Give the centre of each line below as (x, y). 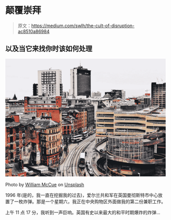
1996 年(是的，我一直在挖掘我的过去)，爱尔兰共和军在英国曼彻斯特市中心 (82, 195)
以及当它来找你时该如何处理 (49, 49)
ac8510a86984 (34, 31)
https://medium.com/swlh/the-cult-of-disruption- (83, 26)
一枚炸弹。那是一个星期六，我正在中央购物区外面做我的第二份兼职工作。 (90, 201)
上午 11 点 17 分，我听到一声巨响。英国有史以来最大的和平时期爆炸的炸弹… (83, 212)
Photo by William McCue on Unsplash (45, 184)
